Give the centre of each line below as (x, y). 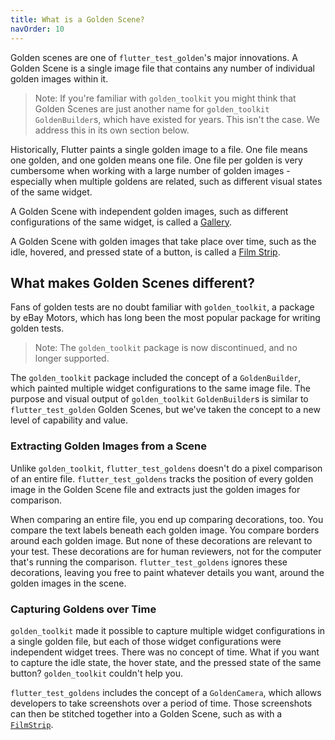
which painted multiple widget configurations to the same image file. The (160, 388)
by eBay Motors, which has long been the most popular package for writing (165, 318)
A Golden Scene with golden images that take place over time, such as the (163, 241)
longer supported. (72, 358)
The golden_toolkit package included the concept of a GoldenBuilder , (156, 378)
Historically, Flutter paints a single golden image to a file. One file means (159, 149)
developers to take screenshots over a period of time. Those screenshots (161, 703)
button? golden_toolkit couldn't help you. (97, 673)
